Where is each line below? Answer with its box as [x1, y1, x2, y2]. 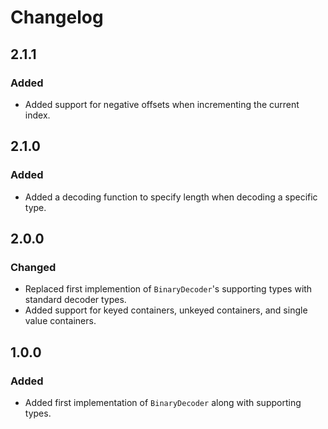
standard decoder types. [24, 294, 127, 306]
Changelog [10, 6, 104, 29]
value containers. [24, 315, 97, 327]
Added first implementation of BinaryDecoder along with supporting [24, 396, 302, 408]
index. [24, 109, 51, 121]
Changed [10, 260, 57, 274]
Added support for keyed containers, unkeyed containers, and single [24, 304, 308, 316]
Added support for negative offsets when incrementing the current [24, 98, 300, 110]
